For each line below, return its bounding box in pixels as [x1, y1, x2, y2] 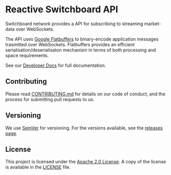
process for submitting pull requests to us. [5, 96, 95, 102]
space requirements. [5, 52, 49, 59]
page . [5, 130, 18, 137]
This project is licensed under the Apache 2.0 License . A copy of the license [5, 159, 166, 165]
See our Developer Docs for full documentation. [5, 62, 106, 68]
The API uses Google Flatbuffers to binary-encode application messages [5, 36, 159, 42]
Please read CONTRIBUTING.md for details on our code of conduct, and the [5, 91, 165, 97]
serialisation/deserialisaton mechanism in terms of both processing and [5, 47, 156, 53]
